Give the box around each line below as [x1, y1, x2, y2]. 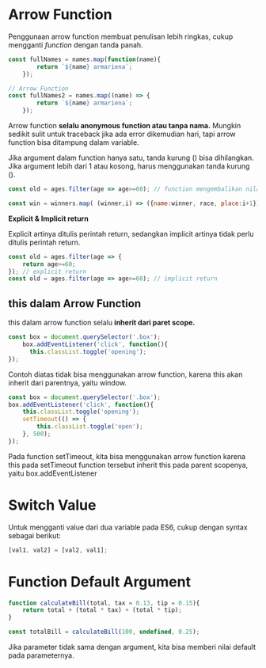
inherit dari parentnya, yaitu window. [8, 378, 127, 387]
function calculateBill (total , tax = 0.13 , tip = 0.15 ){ [8, 599, 200, 607]
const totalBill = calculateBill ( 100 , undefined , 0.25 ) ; [8, 628, 200, 636]
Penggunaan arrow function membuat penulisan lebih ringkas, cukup [8, 32, 234, 41]
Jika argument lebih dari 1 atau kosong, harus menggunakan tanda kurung [8, 161, 250, 171]
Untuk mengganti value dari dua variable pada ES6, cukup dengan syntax [8, 522, 248, 532]
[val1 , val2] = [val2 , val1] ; [8, 546, 108, 554]
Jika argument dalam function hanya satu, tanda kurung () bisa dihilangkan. [8, 153, 255, 163]
